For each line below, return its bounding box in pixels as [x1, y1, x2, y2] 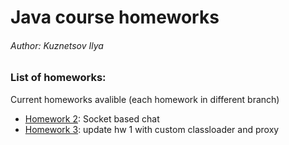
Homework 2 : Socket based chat [24, 112, 160, 125]
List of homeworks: [10, 71, 107, 85]
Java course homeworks [10, 6, 220, 29]
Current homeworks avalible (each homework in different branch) [10, 93, 280, 105]
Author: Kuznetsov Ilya [10, 39, 104, 51]
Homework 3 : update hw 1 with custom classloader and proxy [24, 123, 280, 135]
